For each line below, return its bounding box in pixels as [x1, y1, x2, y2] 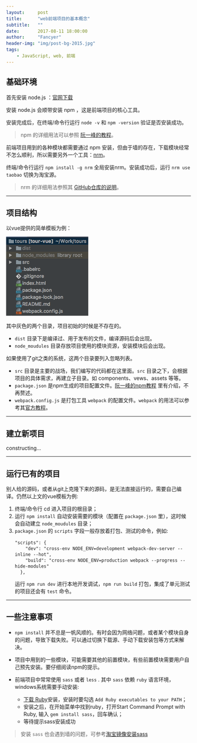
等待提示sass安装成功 [23, 718, 76, 725]
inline [14, 552, 31, 558]
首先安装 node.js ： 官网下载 [6, 94, 73, 101]
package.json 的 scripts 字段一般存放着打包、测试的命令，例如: [14, 528, 168, 534]
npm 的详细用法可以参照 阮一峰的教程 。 [20, 131, 117, 138]
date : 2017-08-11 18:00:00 [6, 28, 88, 34]
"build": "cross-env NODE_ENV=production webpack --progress [25, 558, 178, 563]
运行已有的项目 [6, 469, 60, 479]
